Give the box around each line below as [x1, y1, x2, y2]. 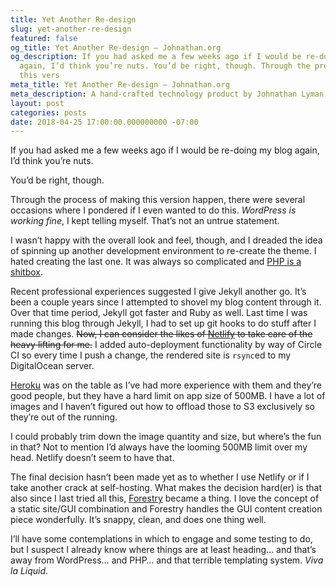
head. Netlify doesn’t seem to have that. [10, 452, 175, 464]
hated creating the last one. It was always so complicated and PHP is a [10, 256, 302, 268]
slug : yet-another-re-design [10, 24, 132, 34]
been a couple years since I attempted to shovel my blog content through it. [10, 296, 322, 308]
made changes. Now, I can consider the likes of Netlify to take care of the [10, 328, 313, 340]
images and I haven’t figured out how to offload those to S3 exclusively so [10, 401, 315, 413]
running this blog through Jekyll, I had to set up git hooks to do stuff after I [10, 317, 317, 330]
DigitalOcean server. [10, 360, 95, 372]
